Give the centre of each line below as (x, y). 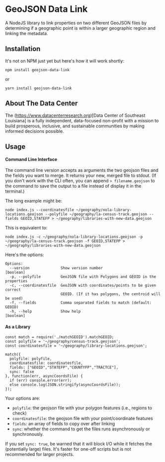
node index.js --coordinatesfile (40, 210)
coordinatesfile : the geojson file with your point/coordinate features (82, 418)
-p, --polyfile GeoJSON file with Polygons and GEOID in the (83, 277)
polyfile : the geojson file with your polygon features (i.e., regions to (82, 408)
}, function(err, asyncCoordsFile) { (44, 376)
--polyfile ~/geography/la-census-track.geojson (96, 214)
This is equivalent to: (27, 228)
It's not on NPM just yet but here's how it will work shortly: (65, 61)
